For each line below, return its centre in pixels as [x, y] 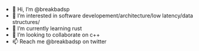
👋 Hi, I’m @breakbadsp [41, 9]
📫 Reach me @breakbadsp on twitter [59, 41]
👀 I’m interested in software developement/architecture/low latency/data [103, 16]
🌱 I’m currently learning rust [47, 28]
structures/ [26, 22]
